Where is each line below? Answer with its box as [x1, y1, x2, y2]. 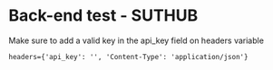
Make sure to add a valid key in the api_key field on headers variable [8, 35, 265, 46]
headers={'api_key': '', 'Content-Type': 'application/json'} [8, 52, 249, 61]
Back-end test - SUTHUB [8, 5, 199, 26]
